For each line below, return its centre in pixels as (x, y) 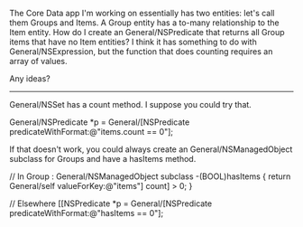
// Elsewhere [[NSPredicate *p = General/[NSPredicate (111, 203)
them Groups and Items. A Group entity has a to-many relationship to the (144, 23)
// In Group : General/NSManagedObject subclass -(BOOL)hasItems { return (150, 176)
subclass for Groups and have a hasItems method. (103, 159)
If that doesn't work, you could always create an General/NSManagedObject (151, 149)
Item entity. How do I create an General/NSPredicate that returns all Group (147, 32)
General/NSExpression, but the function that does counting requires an (141, 52)
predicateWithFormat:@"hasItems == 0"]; (87, 213)
